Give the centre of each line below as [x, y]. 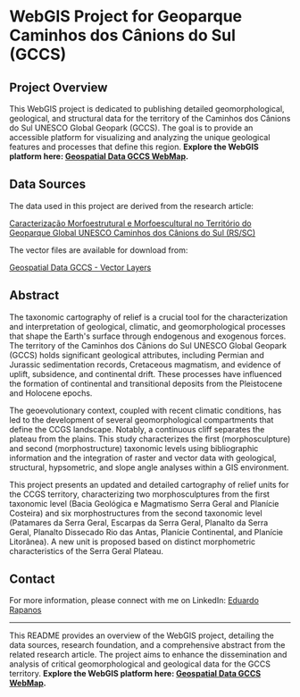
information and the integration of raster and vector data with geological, [143, 458]
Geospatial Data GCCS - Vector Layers [80, 267]
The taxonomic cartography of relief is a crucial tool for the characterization [149, 317]
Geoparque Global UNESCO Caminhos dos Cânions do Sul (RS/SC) [133, 232]
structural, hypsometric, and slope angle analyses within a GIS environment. [149, 467]
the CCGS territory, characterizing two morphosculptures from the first [140, 494]
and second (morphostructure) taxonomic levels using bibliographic [134, 448]
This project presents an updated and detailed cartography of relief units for [149, 484]
